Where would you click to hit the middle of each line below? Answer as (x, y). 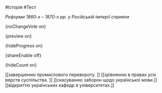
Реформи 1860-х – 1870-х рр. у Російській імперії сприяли (67, 17)
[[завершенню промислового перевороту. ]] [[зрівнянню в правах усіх (81, 75)
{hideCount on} (21, 65)
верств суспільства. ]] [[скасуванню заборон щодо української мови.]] (81, 80)
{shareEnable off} (23, 55)
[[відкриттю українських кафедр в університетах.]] (60, 85)
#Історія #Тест (21, 7)
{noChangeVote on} (25, 26)
